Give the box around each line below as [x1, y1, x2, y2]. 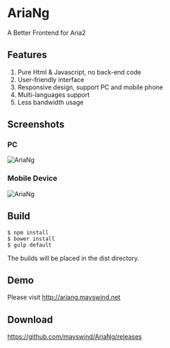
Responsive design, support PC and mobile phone [17, 83, 164, 91]
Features [7, 49, 47, 61]
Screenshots [7, 118, 65, 130]
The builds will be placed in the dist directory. [7, 254, 140, 262]
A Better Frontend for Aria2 [7, 28, 86, 37]
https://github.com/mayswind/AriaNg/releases [7, 332, 142, 341]
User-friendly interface [17, 75, 85, 84]
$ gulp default [7, 241, 52, 249]
